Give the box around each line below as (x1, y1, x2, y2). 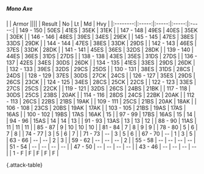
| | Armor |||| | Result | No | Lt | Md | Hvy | (6, 20, 110, 27)
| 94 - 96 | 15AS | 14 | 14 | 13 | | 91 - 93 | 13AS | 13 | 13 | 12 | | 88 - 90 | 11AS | (6, 117, 197, 124)
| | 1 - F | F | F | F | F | (6, 149, 59, 156)
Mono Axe (6, 5, 33, 12)
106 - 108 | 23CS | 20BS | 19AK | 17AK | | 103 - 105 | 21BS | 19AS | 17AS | (6, 104, 186, 111)
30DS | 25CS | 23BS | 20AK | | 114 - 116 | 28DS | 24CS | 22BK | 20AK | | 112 (6, 91, 195, 99)
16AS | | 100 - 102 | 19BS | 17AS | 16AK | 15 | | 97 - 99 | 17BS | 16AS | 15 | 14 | (6, 110, 196, 118)
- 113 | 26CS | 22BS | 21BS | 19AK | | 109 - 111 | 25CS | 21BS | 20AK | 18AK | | (6, 97, 197, 105)
